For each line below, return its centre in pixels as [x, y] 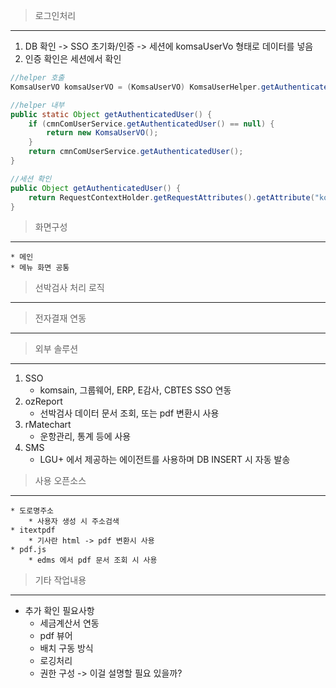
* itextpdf [33, 530]
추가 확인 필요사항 [59, 611]
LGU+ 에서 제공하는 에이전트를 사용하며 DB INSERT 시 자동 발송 [165, 460]
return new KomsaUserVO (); [102, 133]
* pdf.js [28, 550]
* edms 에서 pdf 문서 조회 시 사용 [93, 560]
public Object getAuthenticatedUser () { [96, 188]
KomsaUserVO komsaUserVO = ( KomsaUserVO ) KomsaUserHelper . [136, 87]
